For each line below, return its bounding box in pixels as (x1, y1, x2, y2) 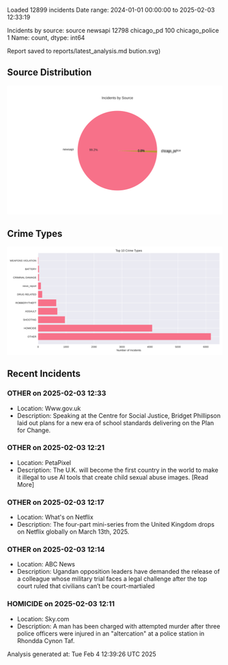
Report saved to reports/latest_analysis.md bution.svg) (7, 47, 161, 55)
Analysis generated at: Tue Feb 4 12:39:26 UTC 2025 (7, 650, 157, 658)
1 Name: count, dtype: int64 (7, 34, 85, 42)
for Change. (16, 426, 51, 434)
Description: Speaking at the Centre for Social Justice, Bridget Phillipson (16, 411, 221, 420)
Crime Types (7, 228, 63, 240)
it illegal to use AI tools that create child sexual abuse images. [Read (16, 473, 209, 481)
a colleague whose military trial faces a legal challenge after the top (16, 575, 208, 583)
